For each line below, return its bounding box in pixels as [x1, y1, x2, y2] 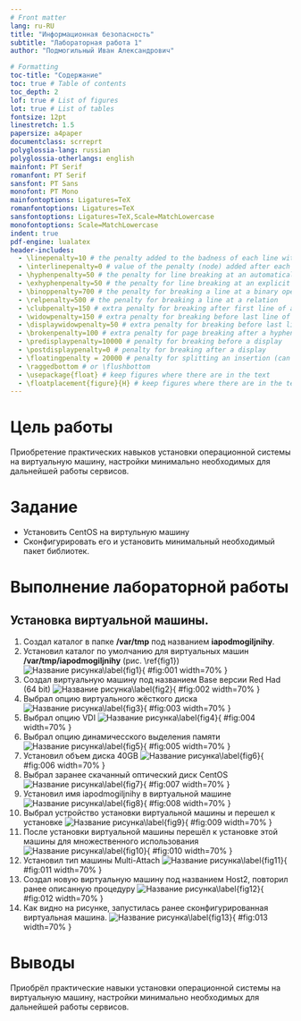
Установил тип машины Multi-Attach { [22, 855, 288, 866]
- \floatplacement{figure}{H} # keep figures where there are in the [18, 379, 282, 387]
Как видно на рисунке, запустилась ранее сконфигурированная [22, 903, 269, 914]
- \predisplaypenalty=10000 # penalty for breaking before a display [18, 337, 282, 346]
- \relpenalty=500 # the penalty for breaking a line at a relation [18, 295, 279, 304]
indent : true [10, 229, 59, 238]
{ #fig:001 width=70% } [142, 665, 229, 676]
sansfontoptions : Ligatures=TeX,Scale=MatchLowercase [10, 212, 215, 221]
